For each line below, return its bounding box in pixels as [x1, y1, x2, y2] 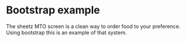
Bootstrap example [6, 3, 101, 17]
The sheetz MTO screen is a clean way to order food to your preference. [6, 23, 181, 30]
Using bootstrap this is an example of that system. [6, 29, 127, 36]
